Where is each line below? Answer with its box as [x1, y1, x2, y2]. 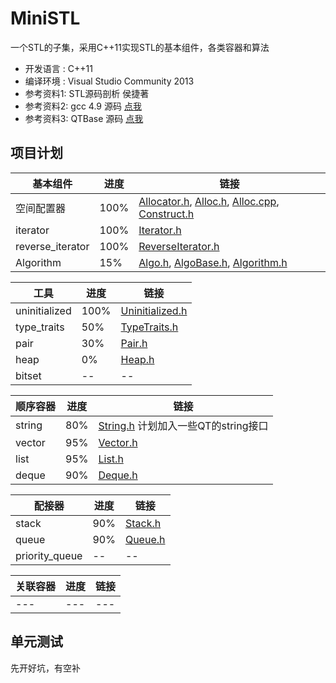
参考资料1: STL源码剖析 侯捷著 [24, 87, 150, 99]
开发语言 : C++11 [24, 62, 93, 74]
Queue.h [124, 532, 166, 546]
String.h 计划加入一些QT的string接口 [98, 418, 269, 432]
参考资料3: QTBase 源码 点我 [24, 112, 144, 124]
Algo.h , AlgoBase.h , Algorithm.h [138, 255, 288, 269]
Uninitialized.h [120, 303, 188, 317]
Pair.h [120, 336, 148, 350]
